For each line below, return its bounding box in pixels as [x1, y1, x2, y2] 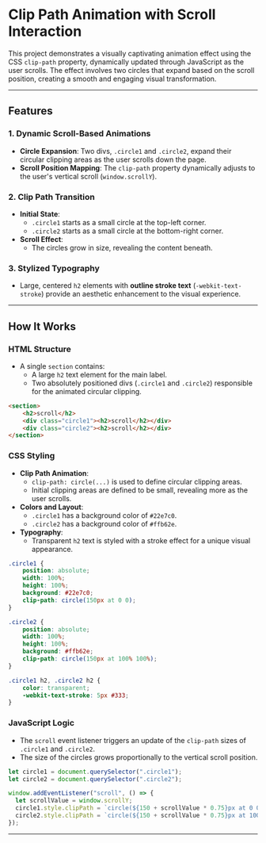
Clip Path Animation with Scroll [8, 6, 216, 24]
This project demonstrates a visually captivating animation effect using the [8, 48, 252, 58]
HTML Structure [8, 343, 71, 354]
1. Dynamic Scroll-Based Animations [8, 128, 151, 140]
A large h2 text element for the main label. [31, 370, 168, 379]
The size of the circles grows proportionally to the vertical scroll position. [19, 752, 258, 762]
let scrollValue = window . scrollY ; [15, 797, 133, 805]
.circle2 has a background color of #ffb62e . [31, 519, 177, 528]
